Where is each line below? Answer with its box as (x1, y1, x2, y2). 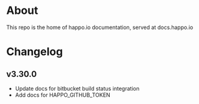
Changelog (6, 45, 63, 59)
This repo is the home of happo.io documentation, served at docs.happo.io (6, 24, 194, 31)
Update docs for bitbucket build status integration (15, 85, 140, 92)
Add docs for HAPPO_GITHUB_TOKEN (15, 91, 110, 99)
